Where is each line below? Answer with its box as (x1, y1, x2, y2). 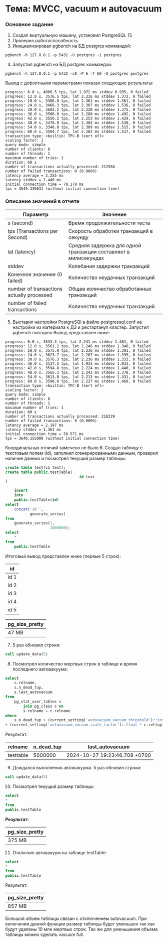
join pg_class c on (23, 704, 64, 709)
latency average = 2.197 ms (5, 423, 64, 428)
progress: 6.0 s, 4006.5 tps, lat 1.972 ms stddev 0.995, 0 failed (5, 90, 149, 95)
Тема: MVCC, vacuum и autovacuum (5, 3, 162, 15)
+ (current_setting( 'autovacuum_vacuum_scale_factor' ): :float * (5, 722, 142, 728)
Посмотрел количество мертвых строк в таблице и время (12, 660, 137, 666)
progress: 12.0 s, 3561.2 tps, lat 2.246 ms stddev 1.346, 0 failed (5, 343, 151, 349)
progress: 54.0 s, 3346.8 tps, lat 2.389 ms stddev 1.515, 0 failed (5, 125, 151, 130)
